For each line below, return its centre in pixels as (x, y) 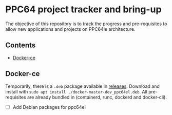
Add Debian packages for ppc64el (49, 107)
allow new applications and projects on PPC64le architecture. (70, 29)
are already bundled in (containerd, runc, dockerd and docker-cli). (97, 97)
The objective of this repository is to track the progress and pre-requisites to (86, 24)
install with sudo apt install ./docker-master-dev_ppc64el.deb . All (76, 91)
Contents (21, 45)
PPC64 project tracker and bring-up (83, 9)
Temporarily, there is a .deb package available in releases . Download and (83, 86)
